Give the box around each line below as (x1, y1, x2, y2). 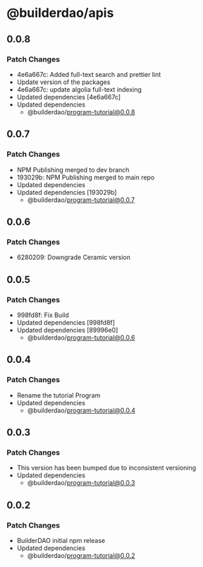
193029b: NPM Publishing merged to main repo (16, 173, 155, 181)
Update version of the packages (16, 78, 111, 86)
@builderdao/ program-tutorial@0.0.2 (27, 551, 135, 559)
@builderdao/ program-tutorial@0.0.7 (27, 196, 135, 204)
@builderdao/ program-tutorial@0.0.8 (27, 107, 135, 116)
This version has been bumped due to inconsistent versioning (16, 464, 197, 472)
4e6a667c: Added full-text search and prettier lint (16, 70, 161, 78)
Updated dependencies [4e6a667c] (16, 92, 121, 101)
